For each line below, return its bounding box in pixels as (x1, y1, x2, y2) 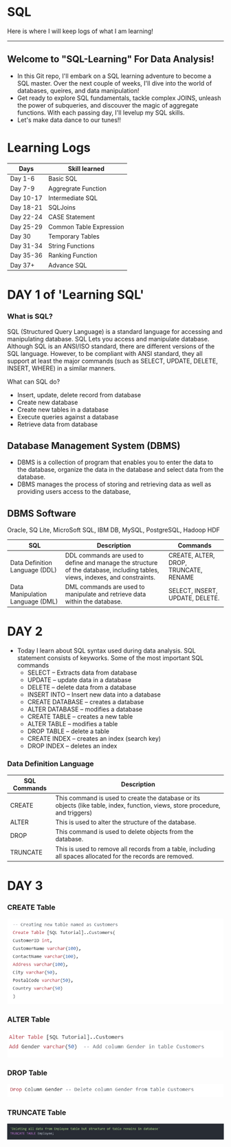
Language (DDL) (10, 566, 57, 575)
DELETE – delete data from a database (27, 683, 137, 691)
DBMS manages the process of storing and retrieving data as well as (16, 480, 212, 488)
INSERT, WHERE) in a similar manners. (7, 363, 116, 372)
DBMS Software (7, 508, 77, 519)
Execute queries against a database (16, 412, 119, 421)
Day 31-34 (10, 242, 43, 250)
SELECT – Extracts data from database (27, 668, 137, 677)
